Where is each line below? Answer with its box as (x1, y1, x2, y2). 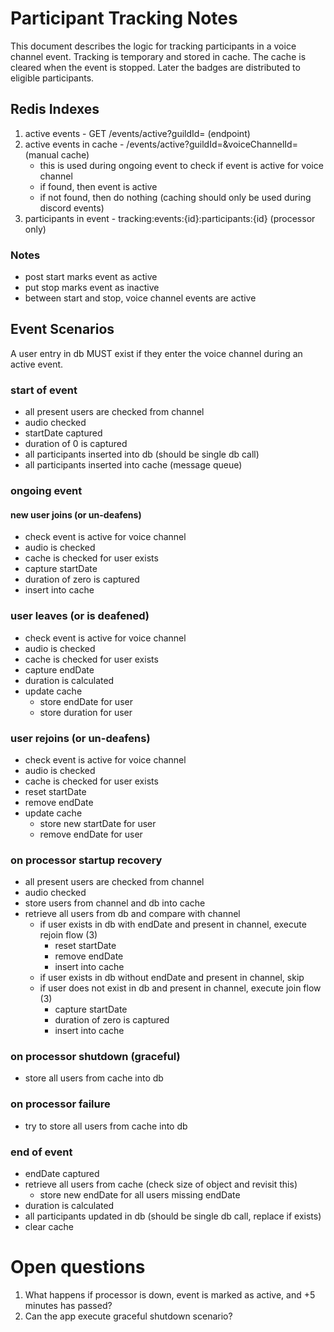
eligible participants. (10, 72, 95, 84)
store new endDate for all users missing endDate (39, 1189, 241, 1201)
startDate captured (24, 427, 103, 439)
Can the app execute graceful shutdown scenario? (24, 1310, 233, 1322)
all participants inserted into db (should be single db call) (24, 448, 260, 461)
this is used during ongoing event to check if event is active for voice (39, 159, 324, 171)
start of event (10, 383, 78, 397)
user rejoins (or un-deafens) (10, 731, 151, 745)
